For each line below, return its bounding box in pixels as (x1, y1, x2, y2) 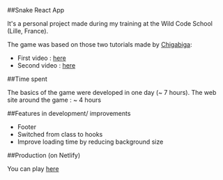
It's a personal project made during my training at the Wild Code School (7, 20, 213, 27)
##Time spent (7, 75, 47, 83)
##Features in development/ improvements (7, 110, 131, 117)
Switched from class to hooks (17, 130, 103, 138)
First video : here (17, 54, 66, 62)
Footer (17, 123, 37, 131)
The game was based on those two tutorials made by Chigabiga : (7, 40, 192, 48)
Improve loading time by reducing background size (17, 137, 164, 146)
